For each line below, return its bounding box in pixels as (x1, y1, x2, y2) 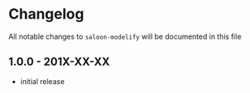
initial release (19, 76, 65, 86)
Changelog (8, 5, 84, 23)
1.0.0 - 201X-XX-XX (8, 55, 110, 69)
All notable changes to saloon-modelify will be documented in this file (8, 32, 242, 41)
